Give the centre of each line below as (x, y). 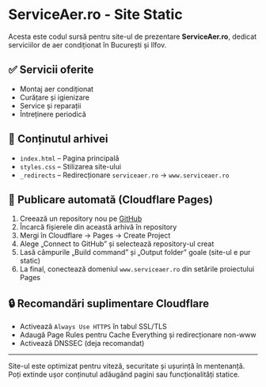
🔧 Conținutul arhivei (58, 139)
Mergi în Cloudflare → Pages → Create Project (95, 236)
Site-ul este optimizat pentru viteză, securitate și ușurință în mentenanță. (127, 366)
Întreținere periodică (53, 114)
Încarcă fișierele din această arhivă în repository (98, 227)
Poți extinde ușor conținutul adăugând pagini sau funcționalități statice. (124, 374)
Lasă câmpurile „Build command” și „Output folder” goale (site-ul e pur (135, 252)
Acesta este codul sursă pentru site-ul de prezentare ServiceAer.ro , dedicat (133, 36)
